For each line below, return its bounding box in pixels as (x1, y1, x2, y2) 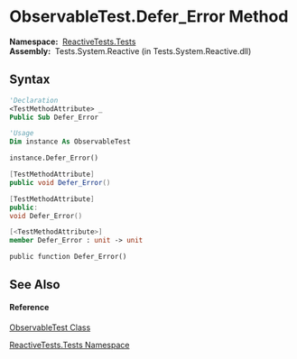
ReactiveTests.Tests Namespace (9, 339, 130, 350)
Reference (9, 302, 50, 313)
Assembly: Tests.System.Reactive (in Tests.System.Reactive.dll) (9, 45, 252, 56)
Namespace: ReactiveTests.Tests (9, 36, 136, 47)
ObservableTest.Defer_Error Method (9, 6, 289, 27)
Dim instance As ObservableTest (9, 137, 131, 146)
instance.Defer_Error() (9, 153, 99, 163)
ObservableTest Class (9, 322, 91, 333)
